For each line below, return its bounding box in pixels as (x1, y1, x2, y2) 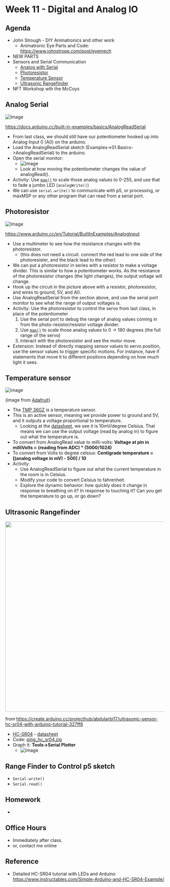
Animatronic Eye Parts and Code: (20, 43, 90, 49)
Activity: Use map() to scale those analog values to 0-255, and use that (12, 176, 160, 183)
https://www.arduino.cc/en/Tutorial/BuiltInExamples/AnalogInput (5, 231, 140, 237)
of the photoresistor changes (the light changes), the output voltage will (12, 273, 163, 279)
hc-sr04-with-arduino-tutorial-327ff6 (5, 721, 83, 727)
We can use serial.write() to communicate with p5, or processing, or (12, 187, 160, 193)
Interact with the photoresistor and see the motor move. (20, 337, 137, 343)
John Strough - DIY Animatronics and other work (12, 37, 115, 43)
